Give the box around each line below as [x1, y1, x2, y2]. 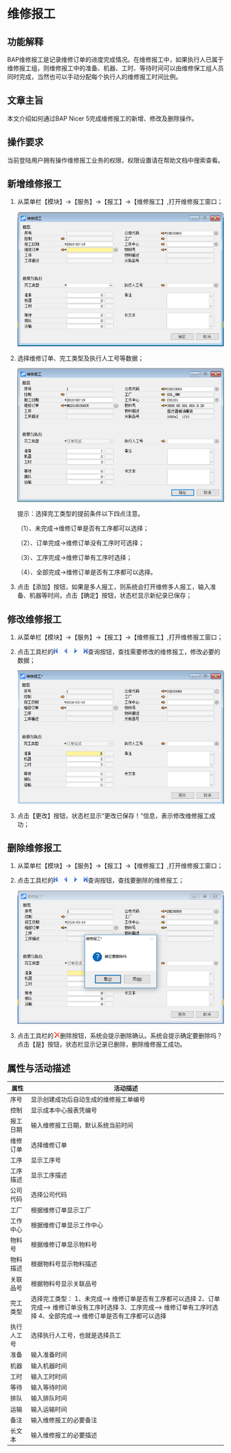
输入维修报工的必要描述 [30, 1431, 98, 1439]
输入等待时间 [30, 1383, 67, 1392]
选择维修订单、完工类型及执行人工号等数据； [16, 354, 144, 362]
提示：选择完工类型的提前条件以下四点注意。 [16, 510, 144, 518]
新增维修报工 [7, 178, 62, 190]
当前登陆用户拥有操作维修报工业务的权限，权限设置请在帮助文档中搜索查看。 [7, 156, 224, 164]
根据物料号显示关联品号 [30, 1279, 98, 1288]
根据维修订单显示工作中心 [30, 1220, 103, 1229]
